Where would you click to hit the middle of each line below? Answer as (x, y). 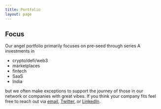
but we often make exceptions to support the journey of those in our (74, 91)
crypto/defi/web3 (30, 61)
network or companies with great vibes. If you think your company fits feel (80, 96)
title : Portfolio (23, 10)
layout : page (18, 14)
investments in (20, 51)
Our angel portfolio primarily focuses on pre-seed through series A (73, 46)
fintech (19, 71)
